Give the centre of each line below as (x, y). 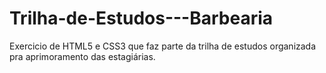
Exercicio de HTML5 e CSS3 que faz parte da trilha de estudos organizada (163, 46)
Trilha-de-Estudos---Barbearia (141, 18)
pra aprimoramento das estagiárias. (82, 56)
